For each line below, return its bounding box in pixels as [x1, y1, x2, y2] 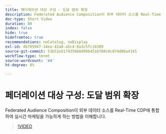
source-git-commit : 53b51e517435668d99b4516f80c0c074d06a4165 [5, 49, 137, 54]
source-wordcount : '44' [5, 58, 55, 63]
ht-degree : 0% [5, 63, 35, 67]
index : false [5, 26, 32, 31]
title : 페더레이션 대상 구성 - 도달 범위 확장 [5, 7, 88, 12]
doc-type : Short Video [5, 16, 52, 21]
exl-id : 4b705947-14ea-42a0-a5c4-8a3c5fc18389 [5, 44, 104, 49]
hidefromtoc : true [5, 35, 43, 40]
